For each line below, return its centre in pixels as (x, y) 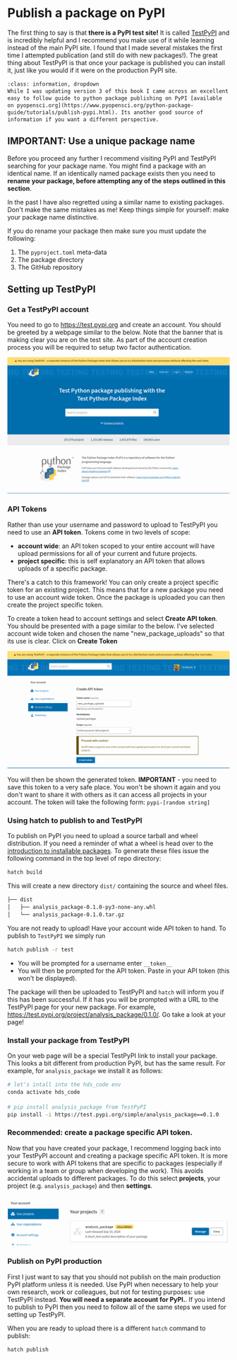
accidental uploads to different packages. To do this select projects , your (114, 1178)
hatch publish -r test (41, 949)
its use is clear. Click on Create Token (62, 641)
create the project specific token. (55, 605)
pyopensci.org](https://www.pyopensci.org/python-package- (105, 105)
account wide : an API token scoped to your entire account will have (116, 546)
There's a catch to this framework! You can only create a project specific (113, 582)
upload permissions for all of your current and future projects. (107, 553)
